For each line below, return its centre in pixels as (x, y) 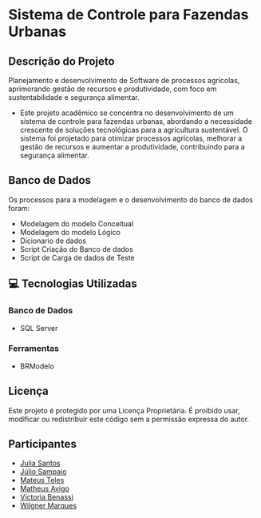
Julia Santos (40, 463)
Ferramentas (34, 349)
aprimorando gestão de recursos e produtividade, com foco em (113, 89)
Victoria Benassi (46, 497)
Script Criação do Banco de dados (76, 249)
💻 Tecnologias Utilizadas (73, 284)
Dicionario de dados (53, 241)
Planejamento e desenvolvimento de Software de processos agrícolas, (124, 80)
